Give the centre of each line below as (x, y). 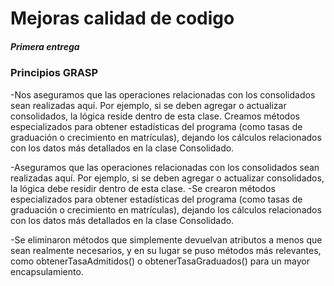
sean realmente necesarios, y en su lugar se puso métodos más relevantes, (166, 250)
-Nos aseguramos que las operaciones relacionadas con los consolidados (163, 94)
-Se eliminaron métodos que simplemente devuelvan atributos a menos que (166, 239)
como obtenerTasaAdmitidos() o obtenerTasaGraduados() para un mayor (160, 261)
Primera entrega (45, 46)
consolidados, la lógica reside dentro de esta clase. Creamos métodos (155, 116)
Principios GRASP (54, 73)
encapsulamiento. (47, 271)
